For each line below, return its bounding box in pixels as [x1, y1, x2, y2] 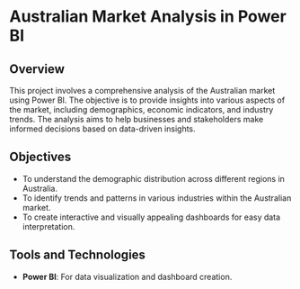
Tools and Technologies [9, 248, 146, 263]
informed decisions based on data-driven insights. [9, 123, 196, 134]
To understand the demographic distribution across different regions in [22, 173, 286, 184]
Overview [9, 61, 66, 77]
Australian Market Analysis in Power [9, 6, 287, 27]
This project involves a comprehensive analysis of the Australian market [9, 86, 276, 95]
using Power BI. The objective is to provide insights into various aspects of [9, 95, 286, 105]
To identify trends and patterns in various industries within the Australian [22, 192, 292, 203]
